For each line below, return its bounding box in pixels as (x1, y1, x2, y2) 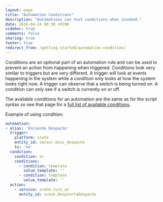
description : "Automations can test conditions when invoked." (5, 17, 142, 22)
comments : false (5, 31, 40, 36)
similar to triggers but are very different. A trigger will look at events (5, 70, 147, 76)
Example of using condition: (5, 111, 63, 117)
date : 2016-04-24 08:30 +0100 (5, 21, 70, 27)
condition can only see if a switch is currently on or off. (5, 86, 120, 92)
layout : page (5, 7, 33, 13)
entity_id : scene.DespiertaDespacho (18, 191, 96, 197)
